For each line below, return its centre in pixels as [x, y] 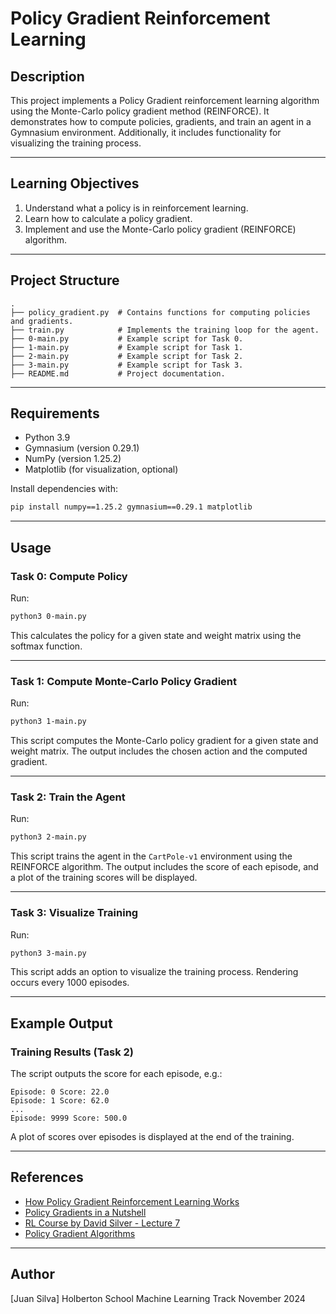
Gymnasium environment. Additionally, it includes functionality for [146, 132]
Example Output [61, 1023]
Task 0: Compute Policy [69, 576]
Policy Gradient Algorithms [80, 1233]
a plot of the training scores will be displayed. [104, 878]
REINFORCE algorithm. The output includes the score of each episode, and [164, 867]
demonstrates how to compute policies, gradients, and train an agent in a [161, 121]
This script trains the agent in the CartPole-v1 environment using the [151, 856]
